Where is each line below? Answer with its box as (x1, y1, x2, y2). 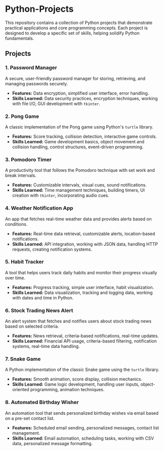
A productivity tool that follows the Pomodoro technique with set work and (5, 167, 155, 173)
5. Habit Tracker (5, 259, 44, 265)
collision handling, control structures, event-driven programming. (12, 144, 143, 150)
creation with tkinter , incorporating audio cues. (12, 192, 110, 198)
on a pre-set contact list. (5, 415, 55, 421)
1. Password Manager (5, 64, 57, 71)
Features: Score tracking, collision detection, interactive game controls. (12, 133, 157, 139)
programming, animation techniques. (30, 387, 105, 393)
